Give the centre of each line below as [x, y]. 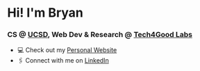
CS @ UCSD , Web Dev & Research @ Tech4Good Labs [100, 35]
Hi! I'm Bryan [45, 13]
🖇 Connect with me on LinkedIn [63, 61]
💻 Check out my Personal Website [67, 50]
